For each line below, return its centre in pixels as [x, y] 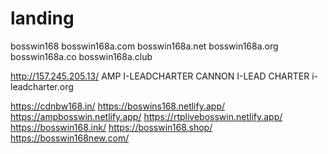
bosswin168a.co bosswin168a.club [81, 56]
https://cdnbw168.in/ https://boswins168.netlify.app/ [118, 106]
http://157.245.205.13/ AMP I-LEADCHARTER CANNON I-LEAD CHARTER [160, 76]
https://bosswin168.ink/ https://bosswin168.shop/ [111, 127]
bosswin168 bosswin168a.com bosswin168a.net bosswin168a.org [144, 46]
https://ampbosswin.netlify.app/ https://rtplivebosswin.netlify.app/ [146, 116]
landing [42, 18]
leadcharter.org [42, 86]
